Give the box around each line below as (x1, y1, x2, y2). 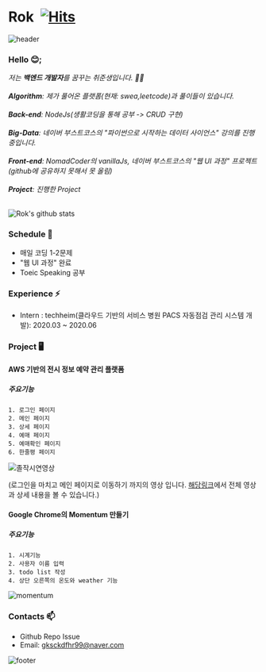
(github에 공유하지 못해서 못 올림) (8, 167, 113, 176)
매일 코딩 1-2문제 (19, 248, 73, 257)
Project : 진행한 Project (8, 185, 81, 194)
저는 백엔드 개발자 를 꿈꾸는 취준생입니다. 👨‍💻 (8, 73, 145, 83)
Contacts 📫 (8, 611, 56, 622)
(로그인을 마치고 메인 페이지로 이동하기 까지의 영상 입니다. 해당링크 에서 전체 (8, 480, 242, 490)
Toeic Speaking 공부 (19, 267, 86, 277)
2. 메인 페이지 (8, 415, 50, 423)
